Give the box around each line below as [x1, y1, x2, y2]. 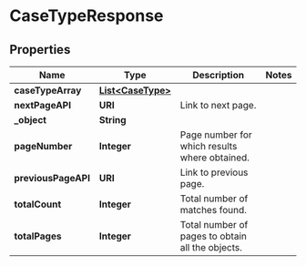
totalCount [14, 198, 62, 210]
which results [179, 140, 238, 152]
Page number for [179, 128, 252, 141]
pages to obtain [179, 230, 248, 242]
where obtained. [179, 151, 250, 164]
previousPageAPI [14, 172, 91, 184]
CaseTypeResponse [9, 5, 164, 26]
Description [192, 69, 244, 81]
